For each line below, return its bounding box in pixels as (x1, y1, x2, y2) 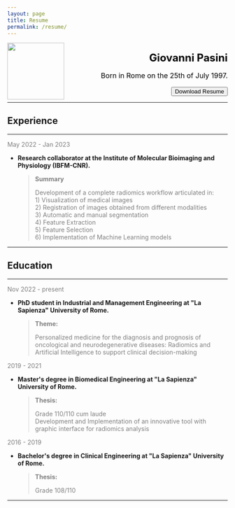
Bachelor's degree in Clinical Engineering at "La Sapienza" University (17, 451, 225, 460)
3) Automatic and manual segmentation (34, 211, 149, 219)
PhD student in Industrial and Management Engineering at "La (17, 298, 201, 306)
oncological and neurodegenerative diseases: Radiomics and (34, 340, 211, 348)
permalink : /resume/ (7, 23, 68, 30)
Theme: (34, 319, 58, 327)
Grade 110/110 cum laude (34, 409, 107, 418)
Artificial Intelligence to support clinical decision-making (34, 348, 197, 356)
